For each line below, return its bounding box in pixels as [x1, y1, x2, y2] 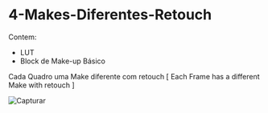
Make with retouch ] [8, 80, 75, 90]
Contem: [8, 32, 37, 42]
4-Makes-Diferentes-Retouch [8, 6, 212, 24]
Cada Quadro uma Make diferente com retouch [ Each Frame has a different [8, 71, 260, 81]
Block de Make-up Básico [19, 56, 106, 66]
